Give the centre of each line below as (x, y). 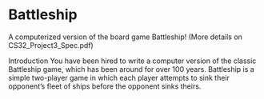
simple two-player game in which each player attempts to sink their (119, 77)
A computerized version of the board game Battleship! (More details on (125, 37)
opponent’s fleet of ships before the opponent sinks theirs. (105, 86)
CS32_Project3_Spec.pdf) (51, 45)
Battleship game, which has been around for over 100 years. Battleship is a (131, 69)
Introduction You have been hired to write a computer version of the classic (132, 61)
